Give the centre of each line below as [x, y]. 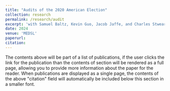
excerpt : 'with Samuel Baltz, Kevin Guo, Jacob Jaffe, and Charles [78, 24]
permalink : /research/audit [35, 19]
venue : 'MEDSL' [21, 33]
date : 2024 [17, 29]
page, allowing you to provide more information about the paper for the [79, 68]
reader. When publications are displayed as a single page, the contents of [82, 73]
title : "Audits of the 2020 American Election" [56, 10]
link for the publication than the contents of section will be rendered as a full [84, 62]
